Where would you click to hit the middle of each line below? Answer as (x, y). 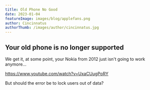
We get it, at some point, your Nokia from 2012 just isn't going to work (75, 59)
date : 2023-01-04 (23, 14)
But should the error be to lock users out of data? (54, 83)
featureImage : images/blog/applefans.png (48, 18)
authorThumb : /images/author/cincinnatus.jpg (52, 28)
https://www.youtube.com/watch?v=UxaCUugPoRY (57, 73)
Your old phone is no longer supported (65, 47)
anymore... (16, 64)
